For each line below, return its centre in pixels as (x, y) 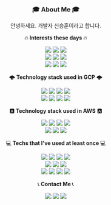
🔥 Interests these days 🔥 (56, 38)
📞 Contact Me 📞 (56, 184)
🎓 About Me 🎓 (56, 9)
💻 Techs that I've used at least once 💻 (56, 143)
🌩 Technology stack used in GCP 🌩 (56, 77)
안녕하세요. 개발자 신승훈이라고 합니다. (56, 25)
